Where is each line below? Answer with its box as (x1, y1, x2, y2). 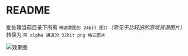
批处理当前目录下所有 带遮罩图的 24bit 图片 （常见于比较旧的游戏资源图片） (6, 24, 186, 31)
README (6, 4, 51, 17)
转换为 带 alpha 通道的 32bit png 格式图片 (6, 31, 106, 38)
